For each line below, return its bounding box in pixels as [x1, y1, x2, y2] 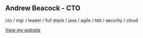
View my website [5, 27, 41, 33]
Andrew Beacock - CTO [5, 4, 81, 12]
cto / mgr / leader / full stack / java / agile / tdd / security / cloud [5, 17, 138, 23]
